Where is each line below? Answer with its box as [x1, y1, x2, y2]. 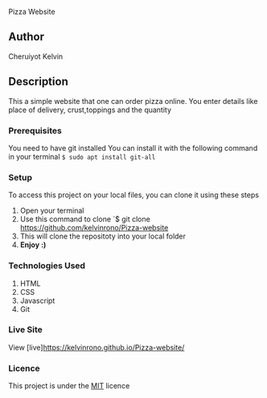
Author [8, 30, 44, 44]
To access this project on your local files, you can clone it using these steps [8, 190, 260, 200]
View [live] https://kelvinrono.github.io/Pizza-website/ [8, 342, 185, 352]
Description [8, 75, 68, 89]
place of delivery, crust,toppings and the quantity [8, 105, 171, 114]
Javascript [19, 296, 55, 305]
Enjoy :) [19, 240, 47, 250]
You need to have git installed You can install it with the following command [8, 143, 258, 152]
